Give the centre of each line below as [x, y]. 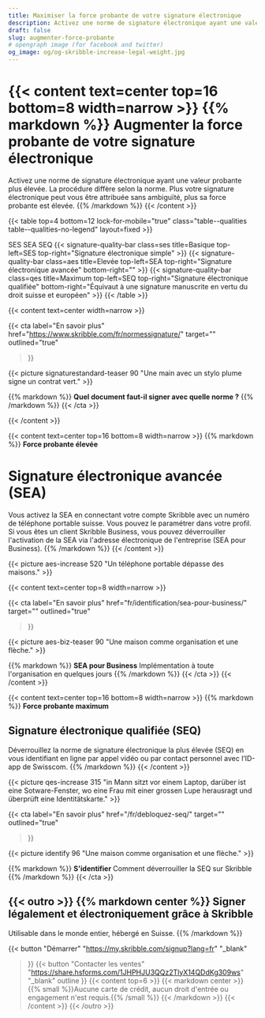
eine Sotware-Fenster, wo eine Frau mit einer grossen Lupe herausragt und [130, 790]
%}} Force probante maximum [58, 706]
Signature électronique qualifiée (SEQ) [105, 731]
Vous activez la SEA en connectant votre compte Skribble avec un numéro [129, 515]
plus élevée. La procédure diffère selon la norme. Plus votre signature [121, 189]
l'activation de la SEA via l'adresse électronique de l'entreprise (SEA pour [127, 540]
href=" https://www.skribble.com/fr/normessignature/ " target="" [112, 334]
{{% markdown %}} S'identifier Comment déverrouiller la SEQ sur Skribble [130, 868]
